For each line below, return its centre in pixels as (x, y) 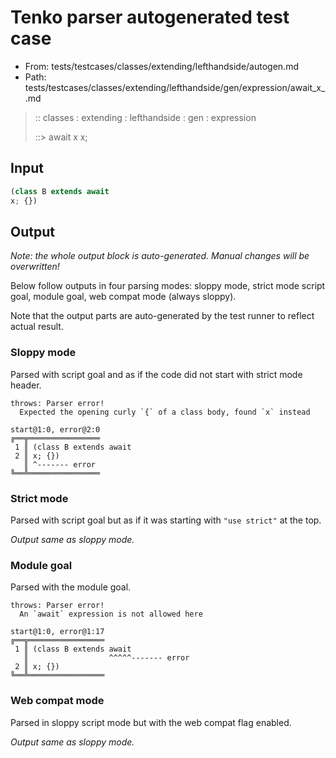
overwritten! (35, 267)
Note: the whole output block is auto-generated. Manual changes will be (160, 256)
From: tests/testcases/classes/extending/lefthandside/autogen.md (161, 66)
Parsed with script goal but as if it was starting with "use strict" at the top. (166, 520)
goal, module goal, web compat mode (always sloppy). (123, 297)
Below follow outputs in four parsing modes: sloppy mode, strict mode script (168, 286)
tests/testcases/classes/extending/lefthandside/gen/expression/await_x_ (175, 87)
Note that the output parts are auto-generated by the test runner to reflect (162, 316)
